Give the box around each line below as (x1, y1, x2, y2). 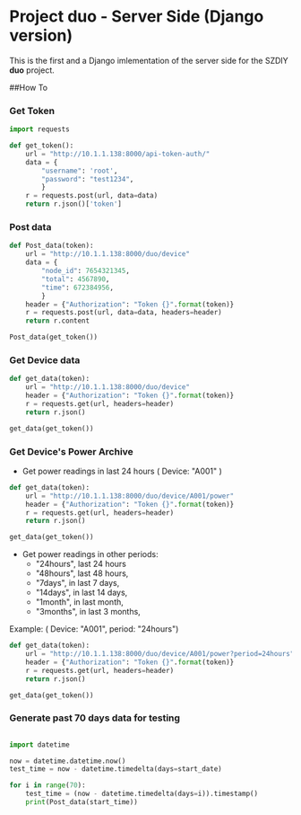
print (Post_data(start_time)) (25, 798, 139, 807)
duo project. (9, 65, 56, 75)
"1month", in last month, (35, 597, 124, 607)
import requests (9, 125, 70, 134)
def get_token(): (9, 141, 74, 150)
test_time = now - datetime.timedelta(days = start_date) (9, 765, 222, 774)
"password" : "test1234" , (41, 174, 134, 183)
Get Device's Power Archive (9, 445, 134, 457)
